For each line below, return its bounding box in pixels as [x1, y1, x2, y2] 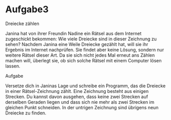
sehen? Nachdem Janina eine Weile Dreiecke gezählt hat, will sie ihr [5, 41, 149, 47]
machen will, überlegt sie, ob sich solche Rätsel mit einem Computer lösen [5, 57, 162, 63]
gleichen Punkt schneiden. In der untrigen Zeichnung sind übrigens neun [5, 104, 159, 110]
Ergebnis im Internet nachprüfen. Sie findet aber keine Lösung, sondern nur [5, 46, 164, 53]
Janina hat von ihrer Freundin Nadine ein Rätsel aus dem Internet [5, 30, 142, 36]
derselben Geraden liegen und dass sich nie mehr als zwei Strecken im [5, 99, 155, 105]
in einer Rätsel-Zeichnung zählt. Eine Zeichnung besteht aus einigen [5, 88, 149, 94]
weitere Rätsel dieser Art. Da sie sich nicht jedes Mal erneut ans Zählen [5, 52, 155, 58]
